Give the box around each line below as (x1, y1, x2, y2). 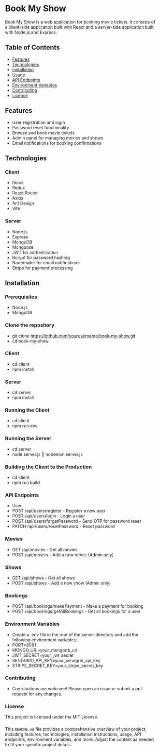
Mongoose (12, 244, 34, 250)
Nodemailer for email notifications (12, 259, 80, 265)
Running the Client (5, 407, 50, 413)
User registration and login (12, 120, 65, 125)
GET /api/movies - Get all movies (12, 547, 78, 552)
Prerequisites (5, 293, 37, 300)
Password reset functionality (12, 124, 69, 130)
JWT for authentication (12, 249, 58, 255)
